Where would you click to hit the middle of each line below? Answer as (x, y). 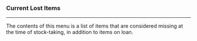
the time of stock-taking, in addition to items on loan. (70, 32)
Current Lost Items (33, 8)
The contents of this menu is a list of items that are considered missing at (95, 26)
